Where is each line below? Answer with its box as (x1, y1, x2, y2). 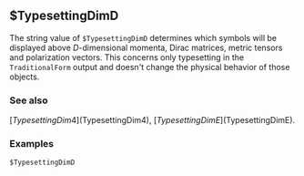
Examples (9, 138, 55, 150)
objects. (9, 71, 40, 82)
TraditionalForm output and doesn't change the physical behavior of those (9, 61, 290, 72)
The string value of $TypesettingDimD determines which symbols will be (9, 32, 278, 43)
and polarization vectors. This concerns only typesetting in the (9, 51, 244, 63)
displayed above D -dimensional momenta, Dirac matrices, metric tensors (9, 42, 283, 53)
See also (9, 94, 48, 107)
